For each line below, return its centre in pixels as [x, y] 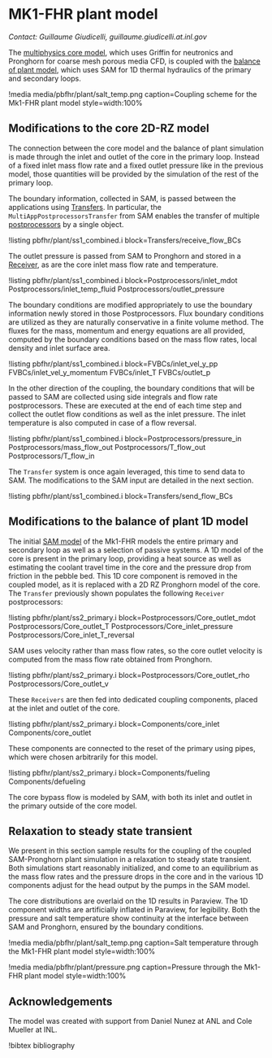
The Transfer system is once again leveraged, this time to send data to [127, 471]
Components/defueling [47, 781]
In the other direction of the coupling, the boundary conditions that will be [132, 388]
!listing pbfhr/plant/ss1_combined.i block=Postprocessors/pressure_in [125, 438]
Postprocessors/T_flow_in [52, 456]
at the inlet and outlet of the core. [64, 708]
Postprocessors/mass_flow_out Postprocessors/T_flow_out [107, 447]
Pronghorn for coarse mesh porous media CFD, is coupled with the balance [135, 61]
